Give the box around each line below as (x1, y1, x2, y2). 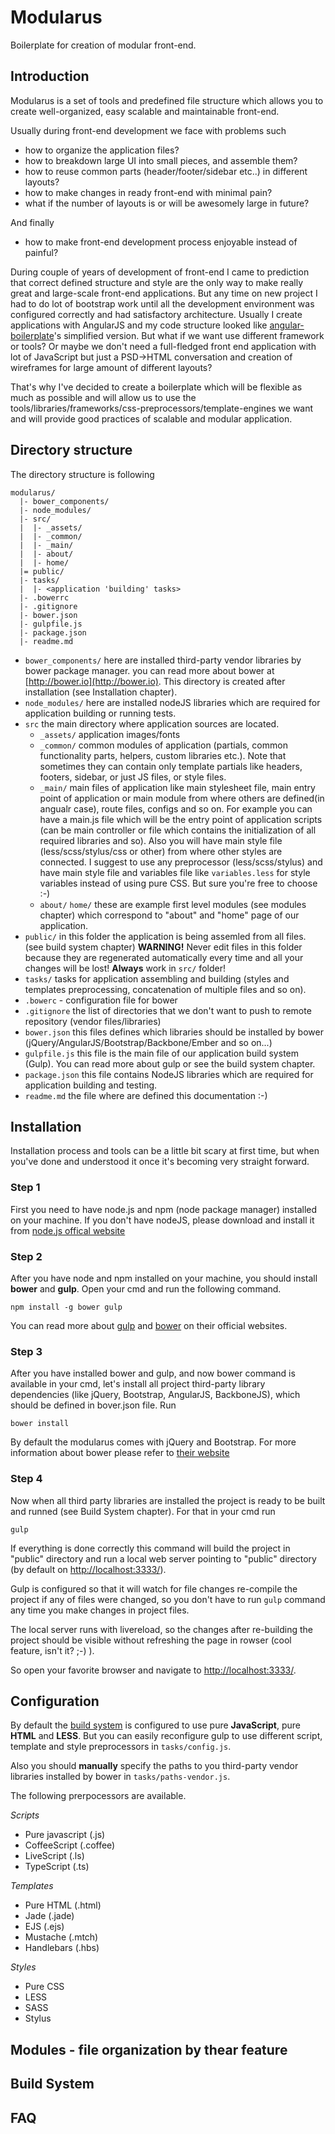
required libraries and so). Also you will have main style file (39, 834, 283, 846)
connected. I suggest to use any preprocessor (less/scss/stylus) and (39, 856, 323, 868)
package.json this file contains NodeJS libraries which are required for (24, 1068, 314, 1080)
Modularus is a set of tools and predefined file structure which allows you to (10, 94, 324, 106)
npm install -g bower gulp (10, 1302, 123, 1312)
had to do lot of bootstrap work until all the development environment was (10, 297, 315, 310)
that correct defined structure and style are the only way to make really (10, 276, 304, 288)
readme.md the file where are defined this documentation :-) (24, 1089, 268, 1101)
